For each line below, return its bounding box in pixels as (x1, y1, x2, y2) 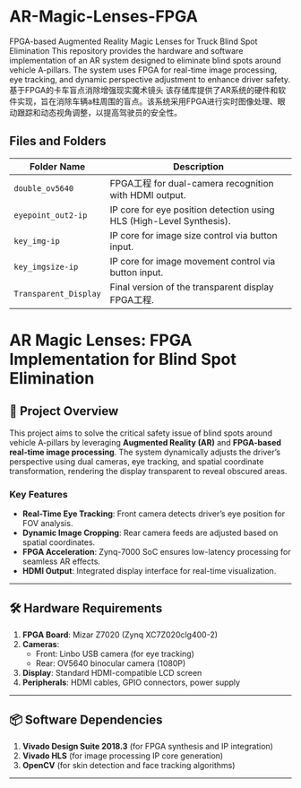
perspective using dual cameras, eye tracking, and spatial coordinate (9, 455, 264, 467)
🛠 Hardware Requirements (9, 601, 163, 616)
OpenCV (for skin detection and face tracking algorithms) (21, 759, 236, 770)
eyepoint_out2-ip (13, 210, 88, 221)
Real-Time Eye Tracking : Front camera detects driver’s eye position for (21, 508, 286, 519)
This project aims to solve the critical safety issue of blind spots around (9, 428, 273, 438)
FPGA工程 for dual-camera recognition (109, 177, 274, 189)
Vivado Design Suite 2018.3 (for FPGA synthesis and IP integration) (21, 740, 273, 751)
